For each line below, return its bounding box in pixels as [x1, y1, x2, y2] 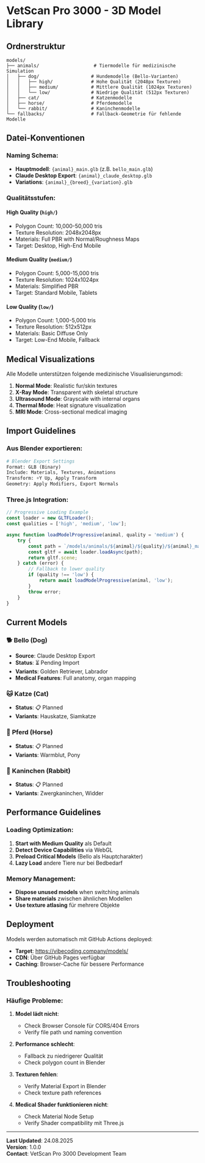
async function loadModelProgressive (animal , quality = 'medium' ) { [6, 532, 184, 538]
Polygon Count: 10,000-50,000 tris [15, 222, 103, 230]
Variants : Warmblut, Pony [15, 751, 81, 759]
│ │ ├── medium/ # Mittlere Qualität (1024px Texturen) [6, 84, 192, 90]
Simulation [6, 68, 34, 74]
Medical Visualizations [6, 354, 95, 365]
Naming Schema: [6, 151, 59, 160]
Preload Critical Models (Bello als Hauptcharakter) [15, 852, 143, 860]
